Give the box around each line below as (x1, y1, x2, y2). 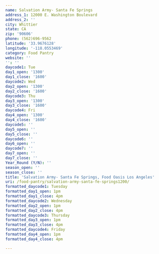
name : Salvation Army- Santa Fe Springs (5, 7, 93, 13)
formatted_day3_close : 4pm (5, 222, 63, 227)
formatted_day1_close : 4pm (5, 193, 63, 199)
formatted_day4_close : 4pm (5, 237, 63, 242)
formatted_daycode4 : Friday (5, 227, 66, 232)
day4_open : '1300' (5, 112, 45, 118)
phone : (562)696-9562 (5, 36, 52, 42)
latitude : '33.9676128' (5, 41, 56, 46)
